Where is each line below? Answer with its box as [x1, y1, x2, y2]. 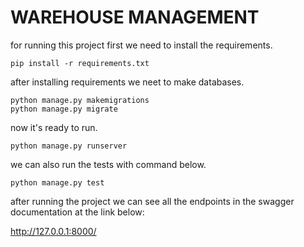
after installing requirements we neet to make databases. [10, 76, 245, 88]
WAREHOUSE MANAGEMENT [10, 6, 260, 29]
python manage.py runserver [10, 141, 128, 151]
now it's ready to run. [10, 121, 98, 133]
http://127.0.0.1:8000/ [10, 225, 97, 237]
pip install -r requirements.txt [10, 58, 150, 68]
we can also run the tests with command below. [10, 158, 207, 170]
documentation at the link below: [10, 206, 145, 218]
